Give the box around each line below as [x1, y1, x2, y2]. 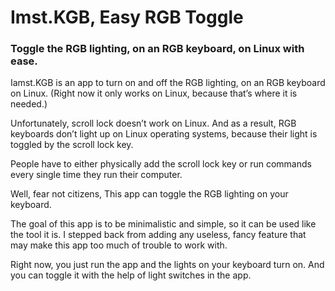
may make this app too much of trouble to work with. [10, 239, 228, 251]
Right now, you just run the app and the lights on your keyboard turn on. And [10, 259, 325, 271]
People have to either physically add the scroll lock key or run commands [10, 158, 312, 170]
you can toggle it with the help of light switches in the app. [10, 269, 252, 281]
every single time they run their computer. [10, 169, 183, 181]
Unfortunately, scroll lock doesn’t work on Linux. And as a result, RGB [10, 117, 297, 130]
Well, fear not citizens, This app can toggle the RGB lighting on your [10, 188, 289, 200]
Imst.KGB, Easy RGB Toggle [10, 6, 244, 29]
